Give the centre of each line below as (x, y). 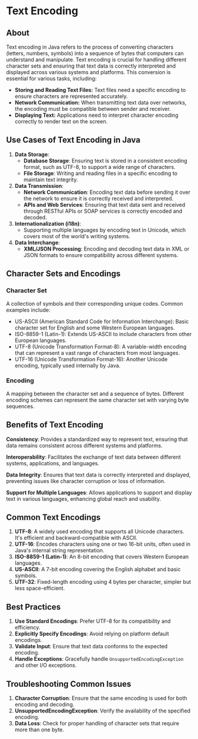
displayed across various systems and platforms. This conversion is (89, 72)
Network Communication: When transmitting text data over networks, (100, 103)
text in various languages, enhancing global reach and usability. (84, 498)
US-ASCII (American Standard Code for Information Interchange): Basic (102, 321)
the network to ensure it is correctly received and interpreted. (98, 198)
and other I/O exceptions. (46, 666)
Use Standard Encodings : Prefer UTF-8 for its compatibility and (93, 621)
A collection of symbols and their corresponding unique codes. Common (95, 303)
